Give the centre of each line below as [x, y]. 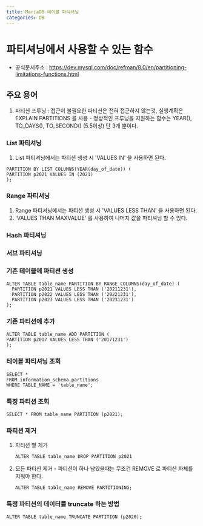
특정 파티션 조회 [28, 401]
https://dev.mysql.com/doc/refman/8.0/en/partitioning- [118, 67]
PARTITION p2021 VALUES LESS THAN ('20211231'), [74, 289]
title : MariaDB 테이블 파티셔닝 [43, 12]
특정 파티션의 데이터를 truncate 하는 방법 [63, 504]
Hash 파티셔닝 [26, 235]
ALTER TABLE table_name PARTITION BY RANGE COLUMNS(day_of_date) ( [93, 284]
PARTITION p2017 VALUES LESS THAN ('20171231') [68, 340]
